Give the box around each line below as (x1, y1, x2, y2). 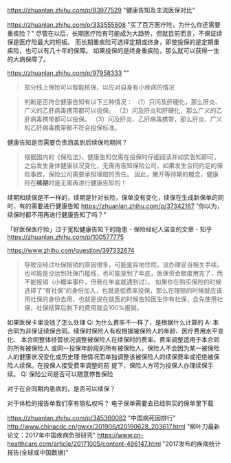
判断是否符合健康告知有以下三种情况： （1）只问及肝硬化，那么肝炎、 (23, 98, 221, 105)
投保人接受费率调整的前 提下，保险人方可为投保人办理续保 (43, 361, 208, 369)
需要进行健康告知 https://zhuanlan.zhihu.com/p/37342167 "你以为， (30, 202, 223, 210)
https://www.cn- (97, 431, 144, 439)
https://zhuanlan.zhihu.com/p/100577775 (7, 233, 124, 241)
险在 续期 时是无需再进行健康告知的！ (23, 178, 127, 187)
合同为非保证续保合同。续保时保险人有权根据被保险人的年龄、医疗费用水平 (7, 327, 218, 335)
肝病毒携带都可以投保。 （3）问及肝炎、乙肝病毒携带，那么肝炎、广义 (23, 115, 223, 123)
